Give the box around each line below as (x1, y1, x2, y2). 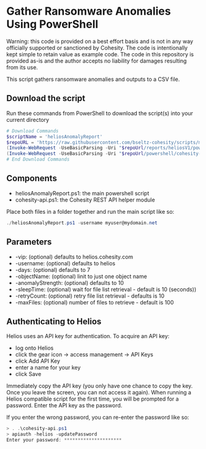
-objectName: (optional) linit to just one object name (15, 273, 147, 280)
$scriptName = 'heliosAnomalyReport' (6, 134, 103, 140)
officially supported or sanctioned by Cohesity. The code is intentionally (6, 44, 188, 51)
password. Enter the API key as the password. (6, 402, 123, 409)
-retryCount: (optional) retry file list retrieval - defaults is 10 (15, 292, 165, 300)
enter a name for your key (15, 364, 81, 371)
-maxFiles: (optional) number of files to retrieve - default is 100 (15, 298, 174, 306)
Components (6, 173, 57, 184)
